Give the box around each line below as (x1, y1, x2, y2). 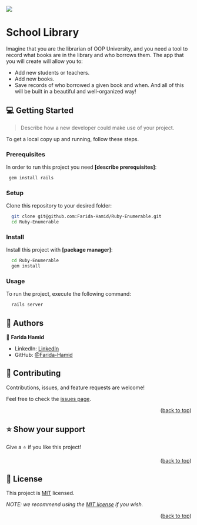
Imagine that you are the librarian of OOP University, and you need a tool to (6, 45, 188, 52)
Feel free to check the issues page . (6, 395, 91, 402)
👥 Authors (6, 318, 44, 328)
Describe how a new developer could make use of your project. (20, 124, 175, 131)
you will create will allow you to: (6, 58, 84, 65)
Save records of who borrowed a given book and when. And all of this (14, 81, 184, 88)
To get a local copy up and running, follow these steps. (6, 135, 139, 142)
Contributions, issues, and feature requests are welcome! (6, 384, 145, 391)
